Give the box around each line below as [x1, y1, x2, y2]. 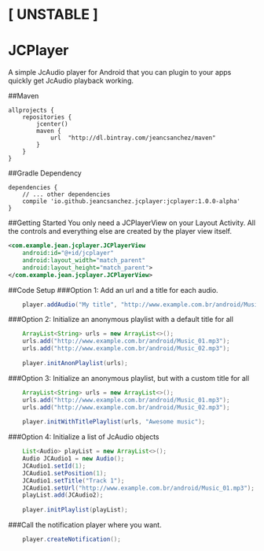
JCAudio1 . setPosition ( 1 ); [22, 469, 108, 477]
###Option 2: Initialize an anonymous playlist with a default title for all [8, 315, 234, 324]
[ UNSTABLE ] [8, 6, 98, 24]
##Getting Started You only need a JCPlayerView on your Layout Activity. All [8, 218, 256, 227]
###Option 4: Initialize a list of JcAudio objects [8, 432, 159, 442]
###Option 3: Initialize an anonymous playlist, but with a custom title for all [8, 373, 250, 383]
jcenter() [36, 120, 68, 128]
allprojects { [8, 106, 55, 115]
